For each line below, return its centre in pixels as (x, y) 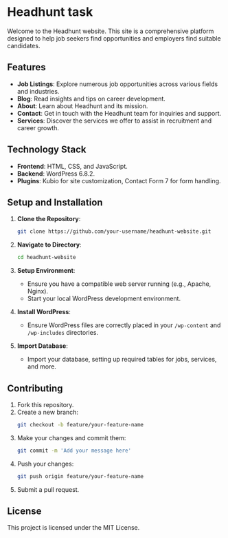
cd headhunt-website (46, 258)
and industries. (38, 91)
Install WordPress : (44, 312)
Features (26, 67)
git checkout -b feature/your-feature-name (80, 424)
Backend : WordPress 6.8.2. (56, 174)
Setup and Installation (55, 202)
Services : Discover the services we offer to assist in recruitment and (114, 121)
